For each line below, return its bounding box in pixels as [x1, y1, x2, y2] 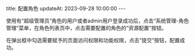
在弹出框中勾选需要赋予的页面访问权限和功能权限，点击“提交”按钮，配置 [6, 37, 180, 43]
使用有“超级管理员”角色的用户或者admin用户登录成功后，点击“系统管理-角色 [6, 17, 189, 24]
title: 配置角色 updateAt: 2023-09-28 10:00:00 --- [6, 5, 126, 12]
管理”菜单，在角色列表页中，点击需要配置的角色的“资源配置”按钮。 [6, 25, 167, 31]
